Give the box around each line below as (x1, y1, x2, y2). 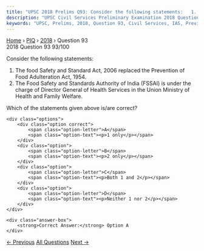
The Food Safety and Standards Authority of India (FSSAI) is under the (15, 80, 191, 87)
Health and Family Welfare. (15, 92, 83, 100)
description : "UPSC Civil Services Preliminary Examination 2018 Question (6, 15, 200, 21)
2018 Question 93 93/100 (6, 43, 70, 50)
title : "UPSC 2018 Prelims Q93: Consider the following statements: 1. (6, 9, 197, 15)
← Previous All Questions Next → (6, 238, 89, 246)
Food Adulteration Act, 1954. (15, 74, 87, 81)
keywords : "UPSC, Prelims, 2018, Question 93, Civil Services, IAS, (6, 20, 183, 26)
